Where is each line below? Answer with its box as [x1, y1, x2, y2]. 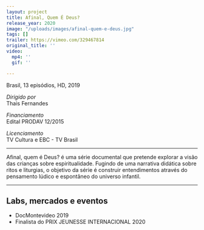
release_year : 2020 [6, 20, 56, 26]
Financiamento [6, 111, 44, 119]
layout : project [6, 8, 47, 15]
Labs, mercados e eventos [6, 195, 108, 206]
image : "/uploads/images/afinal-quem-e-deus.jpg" [6, 25, 135, 32]
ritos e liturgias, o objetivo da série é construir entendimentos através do [6, 166, 188, 173]
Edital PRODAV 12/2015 [6, 117, 64, 125]
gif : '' [12, 59, 32, 65]
